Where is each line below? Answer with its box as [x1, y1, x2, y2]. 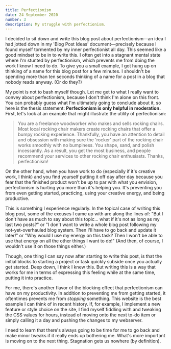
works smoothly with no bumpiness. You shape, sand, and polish [17, 142, 155, 148]
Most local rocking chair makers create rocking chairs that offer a [17, 126, 156, 132]
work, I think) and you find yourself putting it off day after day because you [5, 174, 163, 180]
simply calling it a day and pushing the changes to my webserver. [5, 317, 143, 323]
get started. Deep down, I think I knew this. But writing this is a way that [5, 264, 156, 270]
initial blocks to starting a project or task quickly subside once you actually [5, 259, 162, 265]
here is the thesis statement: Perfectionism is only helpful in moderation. [5, 105, 161, 111]
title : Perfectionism [5, 7, 52, 13]
